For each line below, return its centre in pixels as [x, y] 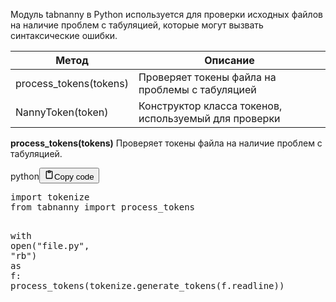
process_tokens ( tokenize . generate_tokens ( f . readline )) [147, 285]
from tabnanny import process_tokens [103, 207]
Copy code [74, 177]
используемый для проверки [209, 118]
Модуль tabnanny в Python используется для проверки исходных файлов [166, 14]
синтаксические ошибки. [64, 35]
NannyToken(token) [62, 112]
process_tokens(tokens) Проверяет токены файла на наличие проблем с [166, 143]
